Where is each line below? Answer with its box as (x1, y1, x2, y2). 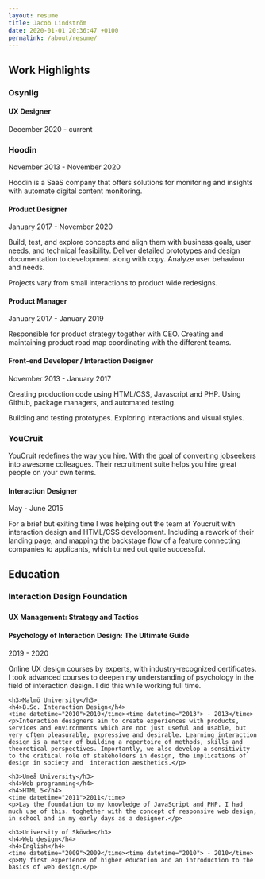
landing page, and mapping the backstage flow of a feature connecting (8, 536, 240, 545)
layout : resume (8, 11, 59, 20)
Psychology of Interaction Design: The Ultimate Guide (8, 631, 190, 640)
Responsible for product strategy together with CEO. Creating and (8, 329, 224, 339)
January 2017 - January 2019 (8, 314, 105, 323)
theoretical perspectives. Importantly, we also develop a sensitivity (8, 745, 250, 753)
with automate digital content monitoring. (8, 186, 143, 196)
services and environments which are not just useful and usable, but (8, 724, 247, 732)
